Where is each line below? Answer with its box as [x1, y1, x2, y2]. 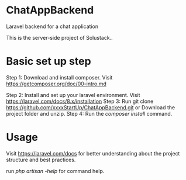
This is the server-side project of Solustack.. [6, 34, 113, 41]
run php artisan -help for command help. [6, 167, 105, 174]
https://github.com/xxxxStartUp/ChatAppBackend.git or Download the [6, 103, 175, 111]
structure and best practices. [6, 156, 76, 163]
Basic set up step [6, 55, 92, 68]
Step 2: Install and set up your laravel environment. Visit [6, 91, 140, 98]
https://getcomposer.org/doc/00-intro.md [6, 80, 107, 87]
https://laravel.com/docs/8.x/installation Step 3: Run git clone [6, 98, 154, 105]
